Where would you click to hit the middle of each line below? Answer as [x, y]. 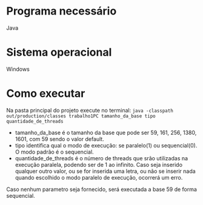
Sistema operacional [59, 52]
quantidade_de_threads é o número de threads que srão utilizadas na [101, 158]
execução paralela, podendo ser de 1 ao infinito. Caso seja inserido [99, 164]
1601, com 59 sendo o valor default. [59, 139]
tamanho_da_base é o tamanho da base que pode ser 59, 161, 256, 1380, [106, 132]
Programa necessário [62, 11]
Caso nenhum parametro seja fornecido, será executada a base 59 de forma [101, 189]
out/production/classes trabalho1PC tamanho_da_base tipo [81, 116]
